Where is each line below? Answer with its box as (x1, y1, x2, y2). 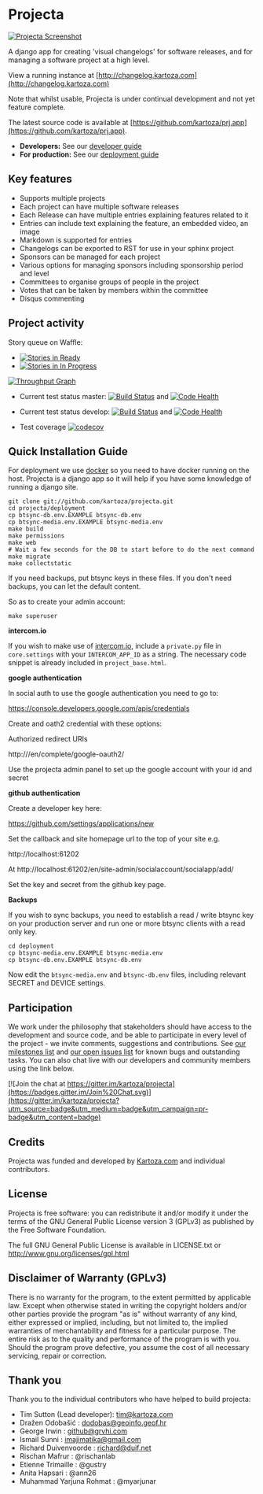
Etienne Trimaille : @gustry (19, 1460, 108, 1470)
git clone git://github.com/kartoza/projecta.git (8, 497, 174, 505)
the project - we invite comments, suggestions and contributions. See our (8, 1039, 247, 1048)
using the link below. (8, 1064, 75, 1074)
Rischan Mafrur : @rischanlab (19, 1451, 116, 1461)
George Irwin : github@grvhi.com (19, 1426, 128, 1436)
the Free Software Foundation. (8, 1225, 107, 1234)
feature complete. (8, 102, 66, 112)
